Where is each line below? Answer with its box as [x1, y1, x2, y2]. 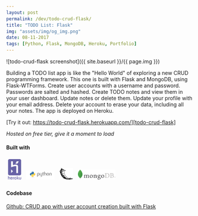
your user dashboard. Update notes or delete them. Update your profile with [6, 95, 193, 101]
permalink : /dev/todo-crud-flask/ [6, 15, 92, 22]
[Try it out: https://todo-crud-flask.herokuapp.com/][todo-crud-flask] [6, 119, 176, 126]
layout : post [6, 9, 39, 15]
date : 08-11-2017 [6, 34, 49, 41]
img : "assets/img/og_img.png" [6, 28, 81, 34]
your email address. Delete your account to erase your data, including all [6, 101, 184, 108]
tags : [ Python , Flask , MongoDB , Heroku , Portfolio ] [6, 41, 137, 47]
